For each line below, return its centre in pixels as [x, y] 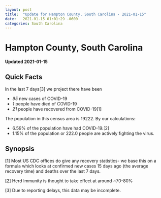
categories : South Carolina [34, 23]
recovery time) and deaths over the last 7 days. [53, 171]
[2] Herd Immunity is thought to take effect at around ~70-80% [69, 181]
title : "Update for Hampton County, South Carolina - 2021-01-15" [76, 14]
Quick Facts [24, 77]
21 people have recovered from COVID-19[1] [57, 109]
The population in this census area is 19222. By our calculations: [70, 118]
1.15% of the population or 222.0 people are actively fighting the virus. [83, 133]
